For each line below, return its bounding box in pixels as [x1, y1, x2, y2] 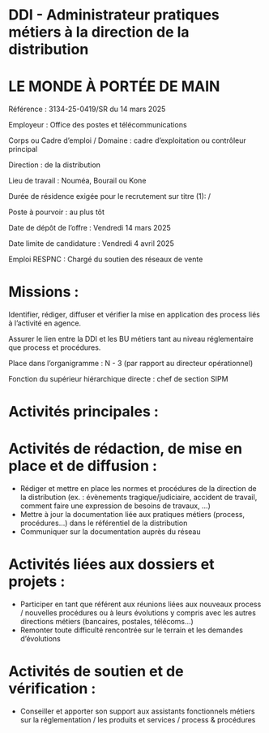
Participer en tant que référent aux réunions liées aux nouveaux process [19, 599, 262, 610]
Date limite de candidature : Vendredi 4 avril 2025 [8, 239, 174, 248]
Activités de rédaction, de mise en [8, 440, 243, 458]
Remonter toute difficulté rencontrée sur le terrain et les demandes [19, 625, 243, 635]
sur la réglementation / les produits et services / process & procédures [19, 715, 256, 725]
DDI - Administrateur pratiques [8, 6, 220, 24]
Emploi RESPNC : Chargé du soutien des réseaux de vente [8, 254, 203, 265]
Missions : [8, 282, 79, 301]
